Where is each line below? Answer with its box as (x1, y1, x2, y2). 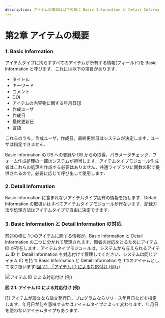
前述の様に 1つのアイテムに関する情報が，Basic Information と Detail (5, 233, 143, 239)
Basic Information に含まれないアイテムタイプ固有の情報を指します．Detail (5, 195, 156, 201)
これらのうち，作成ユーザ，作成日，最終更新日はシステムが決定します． (5, 135, 151, 141)
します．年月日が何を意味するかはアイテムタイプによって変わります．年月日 (5, 301, 159, 307)
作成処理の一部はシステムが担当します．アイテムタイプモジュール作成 (18, 158, 159, 164)
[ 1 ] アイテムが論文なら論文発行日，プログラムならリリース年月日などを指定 (5, 295, 157, 301)
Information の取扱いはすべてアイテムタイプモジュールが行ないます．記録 (5, 201, 153, 207)
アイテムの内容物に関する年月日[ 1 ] (12, 100, 82, 106)
